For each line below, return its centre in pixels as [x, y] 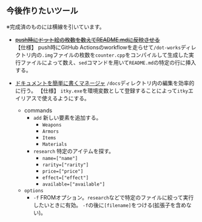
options [34, 190]
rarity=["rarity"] [66, 165]
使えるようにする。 [66, 98]
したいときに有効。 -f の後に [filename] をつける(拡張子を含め [110, 205]
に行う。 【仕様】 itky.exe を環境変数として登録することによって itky [102, 91]
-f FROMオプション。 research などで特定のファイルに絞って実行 [113, 197]
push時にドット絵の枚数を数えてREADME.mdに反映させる [87, 40]
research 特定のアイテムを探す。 [73, 151]
